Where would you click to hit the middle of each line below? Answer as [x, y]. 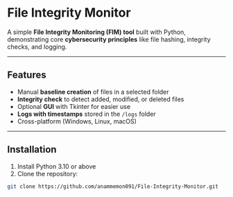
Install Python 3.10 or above [57, 166]
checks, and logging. [37, 46]
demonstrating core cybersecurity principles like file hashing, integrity [109, 39]
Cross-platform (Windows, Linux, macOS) [77, 121]
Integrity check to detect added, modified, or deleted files [101, 99]
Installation [32, 149]
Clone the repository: [48, 173]
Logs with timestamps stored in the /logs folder [86, 114]
